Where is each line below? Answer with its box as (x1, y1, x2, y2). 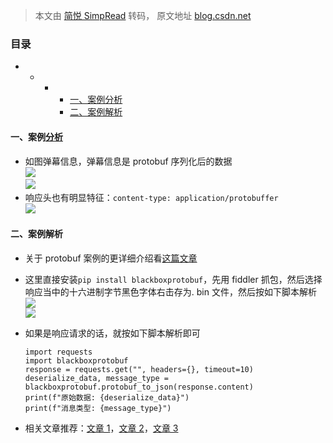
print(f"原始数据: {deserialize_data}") (24, 392, 190, 403)
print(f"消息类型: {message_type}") (24, 403, 172, 413)
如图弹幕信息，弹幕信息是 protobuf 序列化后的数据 (24, 155, 233, 167)
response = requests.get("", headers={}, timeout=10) (24, 364, 254, 374)
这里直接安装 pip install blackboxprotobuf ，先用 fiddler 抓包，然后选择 (24, 273, 323, 285)
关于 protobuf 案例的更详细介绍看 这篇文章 (24, 252, 198, 264)
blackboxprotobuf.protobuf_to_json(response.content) (24, 382, 254, 392)
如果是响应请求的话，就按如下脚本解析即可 (24, 327, 201, 339)
